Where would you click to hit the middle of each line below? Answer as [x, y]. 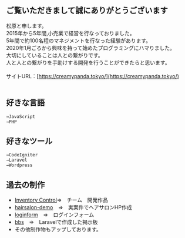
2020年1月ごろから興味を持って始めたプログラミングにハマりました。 [90, 48]
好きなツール [29, 141]
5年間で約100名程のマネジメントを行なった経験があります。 [79, 41]
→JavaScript [21, 116]
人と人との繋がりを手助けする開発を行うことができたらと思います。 [88, 62]
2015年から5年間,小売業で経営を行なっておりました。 [70, 33]
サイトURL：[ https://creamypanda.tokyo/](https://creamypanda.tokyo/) [92, 76]
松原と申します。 [26, 26]
